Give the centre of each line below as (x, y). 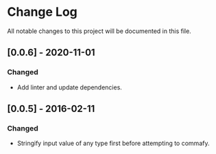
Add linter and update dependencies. (69, 87)
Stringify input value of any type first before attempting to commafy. (113, 143)
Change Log (42, 12)
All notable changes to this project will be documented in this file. (99, 31)
